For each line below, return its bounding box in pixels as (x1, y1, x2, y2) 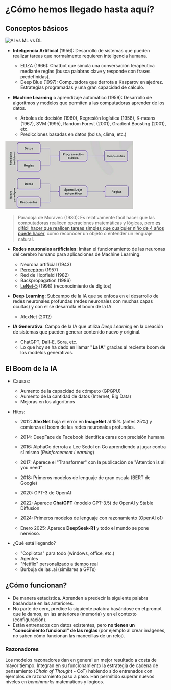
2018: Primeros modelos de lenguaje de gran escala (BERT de (20, 474, 151, 481)
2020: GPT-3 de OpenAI (20, 489, 71, 496)
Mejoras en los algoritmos (20, 398, 75, 405)
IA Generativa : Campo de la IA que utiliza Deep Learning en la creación (12, 323, 163, 329)
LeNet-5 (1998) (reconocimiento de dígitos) (20, 282, 112, 289)
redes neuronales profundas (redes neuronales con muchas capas (12, 298, 153, 304)
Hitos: (12, 409, 26, 415)
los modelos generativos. (20, 349, 74, 355)
